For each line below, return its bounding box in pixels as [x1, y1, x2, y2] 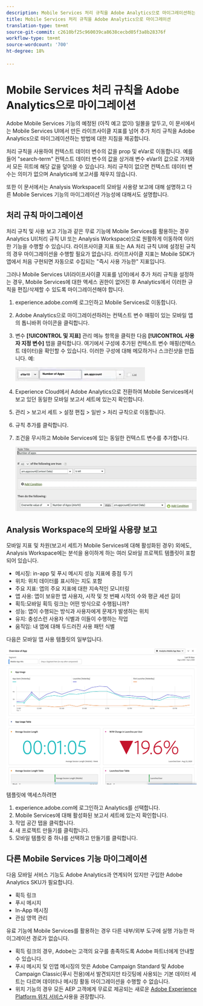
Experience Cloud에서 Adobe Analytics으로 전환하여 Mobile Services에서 [14, 388, 194, 395]
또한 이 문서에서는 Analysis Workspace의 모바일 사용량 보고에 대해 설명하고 [6, 183, 186, 190]
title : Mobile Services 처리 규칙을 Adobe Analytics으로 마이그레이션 [6, 16, 171, 22]
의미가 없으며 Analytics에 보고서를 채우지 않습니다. [17, 170, 137, 177]
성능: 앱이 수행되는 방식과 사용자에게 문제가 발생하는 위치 [14, 607, 149, 615]
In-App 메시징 [14, 906, 49, 914]
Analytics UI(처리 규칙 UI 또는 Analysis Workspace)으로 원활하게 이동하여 [6, 235, 183, 242]
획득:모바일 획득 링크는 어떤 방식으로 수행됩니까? [14, 600, 130, 607]
